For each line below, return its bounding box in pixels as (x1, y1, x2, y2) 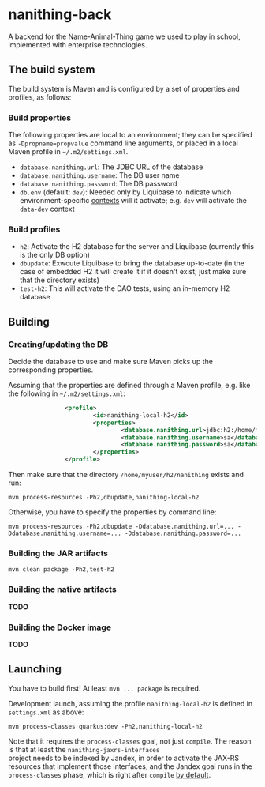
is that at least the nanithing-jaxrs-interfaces (8, 744, 160, 754)
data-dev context (19, 204, 75, 214)
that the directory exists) (19, 275, 100, 285)
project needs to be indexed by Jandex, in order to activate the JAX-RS (8, 753, 239, 763)
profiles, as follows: (8, 92, 72, 102)
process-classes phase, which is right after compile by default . (8, 770, 211, 779)
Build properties (8, 112, 72, 123)
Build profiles (8, 224, 61, 235)
